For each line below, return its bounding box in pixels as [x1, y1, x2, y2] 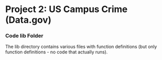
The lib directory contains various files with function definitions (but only [5, 44, 157, 50]
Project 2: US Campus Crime [5, 4, 128, 15]
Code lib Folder [5, 32, 44, 39]
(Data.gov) [5, 14, 52, 26]
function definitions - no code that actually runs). [5, 49, 108, 55]
